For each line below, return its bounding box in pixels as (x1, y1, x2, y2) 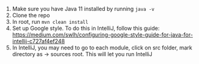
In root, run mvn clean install (12, 18, 89, 25)
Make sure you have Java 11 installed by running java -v (12, 5, 155, 12)
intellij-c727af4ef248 (12, 38, 66, 44)
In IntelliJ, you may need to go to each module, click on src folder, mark (12, 44, 193, 51)
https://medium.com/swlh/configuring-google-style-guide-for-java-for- (12, 31, 193, 38)
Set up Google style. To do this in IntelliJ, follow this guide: (12, 24, 160, 32)
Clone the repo (12, 12, 50, 19)
